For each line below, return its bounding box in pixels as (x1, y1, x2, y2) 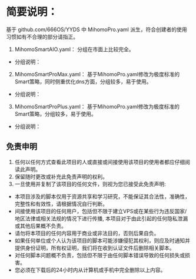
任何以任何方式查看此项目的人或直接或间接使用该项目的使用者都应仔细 (14, 158, 185, 165)
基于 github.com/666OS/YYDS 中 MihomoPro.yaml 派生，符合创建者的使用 (6, 26, 187, 33)
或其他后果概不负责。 (14, 222, 67, 229)
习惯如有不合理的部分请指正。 (6, 33, 78, 40)
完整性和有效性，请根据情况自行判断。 (14, 200, 108, 207)
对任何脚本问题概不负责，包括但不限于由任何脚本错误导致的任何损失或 (14, 251, 185, 258)
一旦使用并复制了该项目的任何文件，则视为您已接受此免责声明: (14, 180, 166, 187)
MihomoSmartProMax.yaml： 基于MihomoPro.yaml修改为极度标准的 (14, 70, 180, 78)
